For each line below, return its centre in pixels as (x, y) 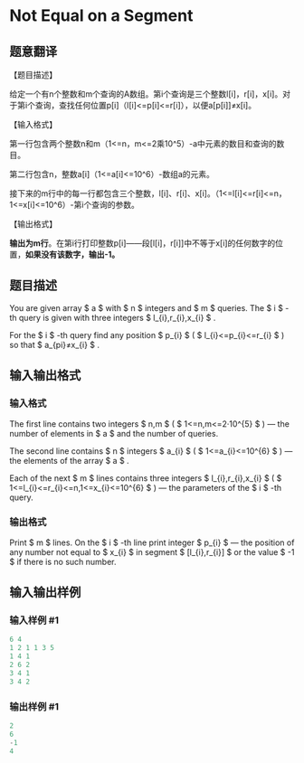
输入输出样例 (45, 593)
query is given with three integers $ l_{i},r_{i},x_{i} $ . (117, 317)
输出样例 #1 (34, 706)
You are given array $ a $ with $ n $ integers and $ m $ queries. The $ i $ (146, 307)
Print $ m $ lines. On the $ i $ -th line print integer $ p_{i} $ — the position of (152, 542)
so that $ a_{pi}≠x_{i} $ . (55, 344)
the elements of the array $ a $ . (69, 460)
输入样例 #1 (34, 620)
